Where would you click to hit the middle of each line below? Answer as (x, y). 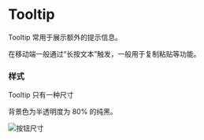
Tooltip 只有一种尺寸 (41, 95)
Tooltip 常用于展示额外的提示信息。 (65, 37)
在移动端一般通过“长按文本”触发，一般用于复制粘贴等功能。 (104, 53)
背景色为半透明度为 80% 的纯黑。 (63, 112)
